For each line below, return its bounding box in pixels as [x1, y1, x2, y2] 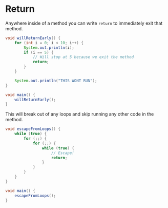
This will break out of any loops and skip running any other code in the [5, 111, 154, 117]
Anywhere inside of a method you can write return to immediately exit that [5, 20, 163, 26]
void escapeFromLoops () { [5, 126, 60, 131]
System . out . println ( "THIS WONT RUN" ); [14, 78, 97, 83]
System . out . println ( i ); [24, 45, 74, 50]
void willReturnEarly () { [5, 35, 60, 41]
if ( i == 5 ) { [24, 50, 54, 55]
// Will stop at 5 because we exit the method [32, 54, 134, 60]
